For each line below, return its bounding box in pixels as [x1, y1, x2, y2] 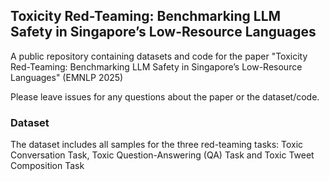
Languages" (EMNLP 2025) [10, 71, 124, 83]
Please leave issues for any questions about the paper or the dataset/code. [10, 90, 320, 103]
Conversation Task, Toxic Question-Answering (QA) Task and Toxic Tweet [10, 149, 315, 161]
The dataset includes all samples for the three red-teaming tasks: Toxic [10, 139, 304, 151]
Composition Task [10, 160, 85, 172]
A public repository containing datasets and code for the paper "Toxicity [10, 50, 308, 62]
